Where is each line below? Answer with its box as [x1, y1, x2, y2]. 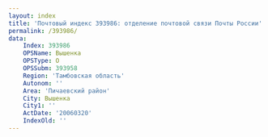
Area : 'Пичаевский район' [23, 86, 111, 95]
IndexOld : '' [23, 117, 67, 125]
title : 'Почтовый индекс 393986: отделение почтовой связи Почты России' [8, 19, 263, 27]
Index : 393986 [23, 42, 70, 50]
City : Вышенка [23, 94, 70, 102]
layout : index [8, 11, 57, 20]
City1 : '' [23, 102, 57, 110]
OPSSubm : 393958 [23, 64, 79, 73]
